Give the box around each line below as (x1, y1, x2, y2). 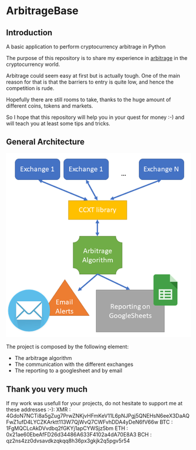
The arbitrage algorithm (14, 355, 72, 362)
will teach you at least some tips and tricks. (6, 120, 110, 127)
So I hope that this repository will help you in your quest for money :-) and (6, 114, 185, 121)
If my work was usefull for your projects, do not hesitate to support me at (6, 400, 183, 407)
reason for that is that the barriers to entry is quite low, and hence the (6, 78, 174, 85)
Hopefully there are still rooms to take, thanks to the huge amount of (6, 96, 171, 103)
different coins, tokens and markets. (6, 102, 93, 109)
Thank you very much (6, 384, 88, 394)
